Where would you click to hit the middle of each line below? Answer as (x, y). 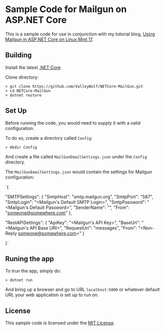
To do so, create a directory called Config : (49, 138)
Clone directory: (22, 77)
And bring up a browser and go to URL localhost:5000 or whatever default (82, 290)
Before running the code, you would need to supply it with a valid (73, 123)
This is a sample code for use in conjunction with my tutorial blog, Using (80, 34)
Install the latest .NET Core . (34, 67)
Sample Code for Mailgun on (66, 9)
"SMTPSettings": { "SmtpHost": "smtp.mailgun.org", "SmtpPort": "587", (79, 197)
